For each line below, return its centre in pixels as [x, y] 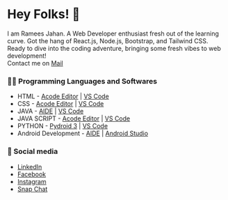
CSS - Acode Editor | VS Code [60, 104]
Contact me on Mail [35, 63]
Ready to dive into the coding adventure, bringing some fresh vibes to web [114, 48]
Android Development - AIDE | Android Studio [82, 133]
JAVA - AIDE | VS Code [50, 111]
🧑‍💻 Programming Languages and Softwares [82, 81]
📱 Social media [33, 151]
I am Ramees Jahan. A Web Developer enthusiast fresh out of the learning [113, 33]
